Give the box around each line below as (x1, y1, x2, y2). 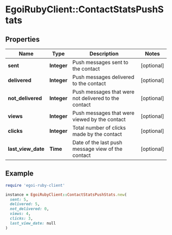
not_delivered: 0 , (10, 206, 50, 211)
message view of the (72, 145, 123, 152)
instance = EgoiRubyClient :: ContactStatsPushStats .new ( (5, 192, 127, 197)
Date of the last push (72, 139, 123, 146)
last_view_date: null (10, 221, 56, 226)
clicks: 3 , (10, 216, 33, 221)
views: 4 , (10, 211, 31, 217)
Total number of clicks (72, 124, 126, 131)
